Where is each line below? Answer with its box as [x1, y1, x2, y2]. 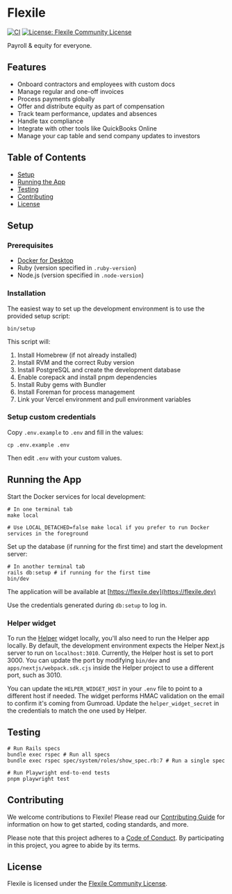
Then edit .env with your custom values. [7, 454, 122, 462]
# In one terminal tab [7, 506, 73, 513]
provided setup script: [7, 311, 71, 320]
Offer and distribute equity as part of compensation [17, 102, 165, 110]
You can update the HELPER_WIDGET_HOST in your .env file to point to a [7, 684, 203, 693]
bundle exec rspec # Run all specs [7, 751, 110, 758]
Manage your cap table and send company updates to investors [17, 131, 200, 140]
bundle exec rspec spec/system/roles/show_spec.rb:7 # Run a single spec [7, 757, 226, 764]
